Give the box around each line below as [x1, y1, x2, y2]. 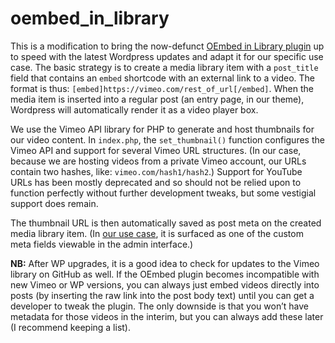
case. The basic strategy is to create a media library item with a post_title [10, 61, 319, 73]
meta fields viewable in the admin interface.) [10, 238, 194, 250]
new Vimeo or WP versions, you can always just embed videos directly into [10, 278, 320, 291]
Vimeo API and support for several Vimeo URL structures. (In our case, [10, 144, 302, 156]
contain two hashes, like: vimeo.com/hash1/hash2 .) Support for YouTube [10, 165, 303, 177]
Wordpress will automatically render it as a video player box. [10, 103, 259, 116]
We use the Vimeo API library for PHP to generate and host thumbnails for [10, 123, 315, 135]
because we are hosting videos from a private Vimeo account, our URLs [10, 155, 307, 167]
